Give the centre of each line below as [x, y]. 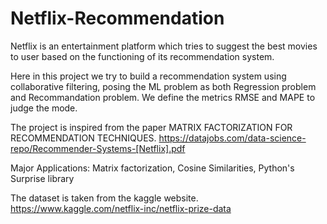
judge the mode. [44, 108]
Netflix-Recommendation [117, 18]
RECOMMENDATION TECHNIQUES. [83, 138]
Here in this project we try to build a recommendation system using [148, 76]
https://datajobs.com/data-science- [232, 138]
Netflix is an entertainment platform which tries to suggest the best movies [164, 46]
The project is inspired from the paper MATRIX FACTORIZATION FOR [151, 127]
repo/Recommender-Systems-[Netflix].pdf [98, 148]
